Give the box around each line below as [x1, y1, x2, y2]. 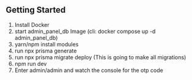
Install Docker [14, 21, 50, 28]
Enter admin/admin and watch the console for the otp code [14, 67, 163, 74]
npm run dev [14, 60, 47, 67]
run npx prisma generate [14, 47, 77, 54]
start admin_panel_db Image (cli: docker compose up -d [14, 27, 156, 35]
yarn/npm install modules [14, 40, 79, 48]
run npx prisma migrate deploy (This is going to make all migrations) [14, 53, 186, 60]
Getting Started [6, 5, 66, 15]
